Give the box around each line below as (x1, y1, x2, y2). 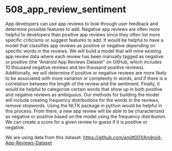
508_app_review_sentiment (5, 4, 126, 15)
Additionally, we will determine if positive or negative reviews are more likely (5, 69, 167, 75)
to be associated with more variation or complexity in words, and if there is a (5, 75, 167, 81)
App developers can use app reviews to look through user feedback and (5, 21, 158, 27)
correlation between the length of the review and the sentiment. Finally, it (5, 81, 160, 87)
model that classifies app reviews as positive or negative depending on (5, 42, 156, 48)
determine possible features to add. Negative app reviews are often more (5, 26, 160, 32)
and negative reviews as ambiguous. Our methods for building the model (5, 91, 159, 98)
